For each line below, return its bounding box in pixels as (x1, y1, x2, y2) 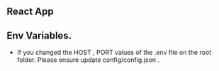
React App (6, 6, 54, 18)
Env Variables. (6, 30, 72, 41)
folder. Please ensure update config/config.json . (16, 56, 160, 64)
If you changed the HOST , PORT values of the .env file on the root (16, 49, 212, 57)
